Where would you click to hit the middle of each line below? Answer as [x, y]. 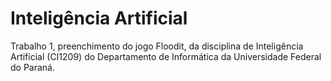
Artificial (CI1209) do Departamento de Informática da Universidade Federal [166, 56]
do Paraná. [33, 67]
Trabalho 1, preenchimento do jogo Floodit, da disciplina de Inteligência [157, 46]
